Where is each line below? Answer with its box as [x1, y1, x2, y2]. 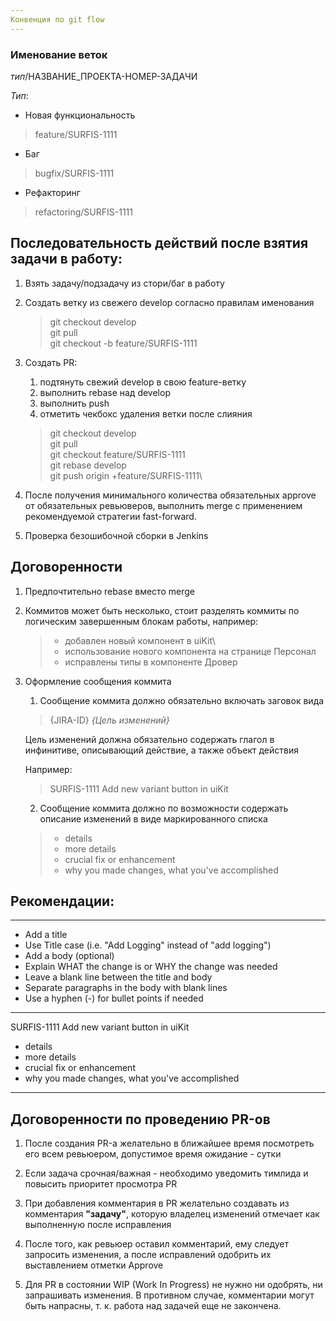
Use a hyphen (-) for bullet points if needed [24, 992, 204, 1005]
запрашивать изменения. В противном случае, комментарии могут [24, 1289, 315, 1301]
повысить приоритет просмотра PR [24, 1178, 178, 1190]
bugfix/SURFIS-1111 [34, 167, 115, 179]
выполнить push [39, 397, 110, 409]
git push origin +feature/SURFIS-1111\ [49, 469, 203, 481]
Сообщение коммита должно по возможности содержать [39, 802, 289, 814]
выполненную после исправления [24, 1219, 172, 1231]
